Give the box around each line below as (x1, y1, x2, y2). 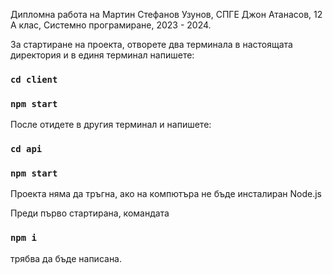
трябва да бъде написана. (10, 252, 123, 264)
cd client (10, 74, 58, 85)
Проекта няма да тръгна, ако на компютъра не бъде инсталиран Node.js (10, 188, 322, 200)
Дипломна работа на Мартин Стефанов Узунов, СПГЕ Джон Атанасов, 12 (10, 9, 323, 20)
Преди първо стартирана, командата (10, 207, 170, 219)
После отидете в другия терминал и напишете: (10, 119, 212, 131)
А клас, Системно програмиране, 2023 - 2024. (10, 19, 212, 31)
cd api (10, 144, 43, 155)
